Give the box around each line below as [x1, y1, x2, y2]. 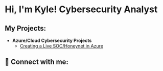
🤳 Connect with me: [5, 58, 68, 66]
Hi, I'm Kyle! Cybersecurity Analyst [5, 4, 158, 15]
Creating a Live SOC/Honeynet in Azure [19, 43, 103, 49]
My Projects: [5, 24, 46, 33]
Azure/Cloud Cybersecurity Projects [12, 37, 92, 43]
